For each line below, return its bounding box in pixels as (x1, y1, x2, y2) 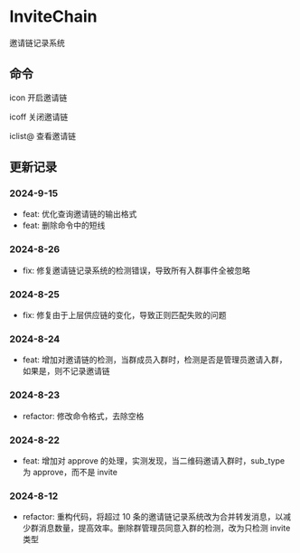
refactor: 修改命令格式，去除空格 (22, 410, 145, 421)
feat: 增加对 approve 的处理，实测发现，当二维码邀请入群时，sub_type (22, 455, 286, 466)
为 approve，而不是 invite (22, 466, 117, 477)
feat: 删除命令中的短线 (22, 220, 106, 231)
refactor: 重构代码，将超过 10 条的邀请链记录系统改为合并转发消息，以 (22, 511, 284, 522)
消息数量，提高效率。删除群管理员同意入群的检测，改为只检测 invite (38, 522, 291, 534)
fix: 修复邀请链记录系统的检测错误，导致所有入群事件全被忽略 (22, 265, 250, 276)
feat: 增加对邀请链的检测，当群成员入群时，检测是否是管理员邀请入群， (22, 354, 287, 365)
